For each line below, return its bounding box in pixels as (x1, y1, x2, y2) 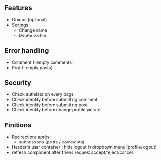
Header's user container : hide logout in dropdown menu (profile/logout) (11, 144, 157, 150)
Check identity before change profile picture (11, 107, 101, 113)
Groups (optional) (11, 17, 47, 22)
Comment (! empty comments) (11, 59, 73, 65)
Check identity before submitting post (11, 102, 88, 107)
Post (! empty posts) (11, 64, 53, 70)
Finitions (4, 121, 32, 129)
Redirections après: (11, 134, 51, 140)
